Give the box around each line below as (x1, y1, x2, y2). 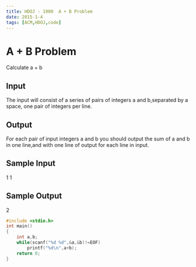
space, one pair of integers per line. (6, 103, 92, 110)
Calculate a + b (6, 64, 43, 71)
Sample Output (6, 191, 63, 201)
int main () (6, 223, 33, 229)
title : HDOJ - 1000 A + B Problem (6, 8, 93, 15)
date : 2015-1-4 (6, 14, 43, 20)
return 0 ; (16, 250, 41, 256)
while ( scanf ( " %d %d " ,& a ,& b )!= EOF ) (16, 239, 101, 246)
